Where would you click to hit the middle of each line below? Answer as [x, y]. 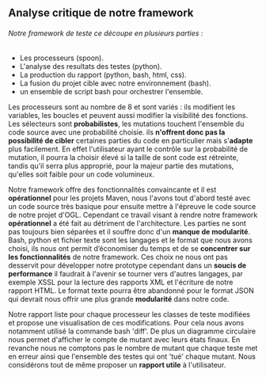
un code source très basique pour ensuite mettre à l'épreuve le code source [132, 206]
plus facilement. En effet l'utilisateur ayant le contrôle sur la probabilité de [128, 149]
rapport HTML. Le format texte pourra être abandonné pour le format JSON [131, 290]
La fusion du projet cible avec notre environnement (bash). [115, 83]
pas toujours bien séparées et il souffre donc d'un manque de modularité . [129, 231]
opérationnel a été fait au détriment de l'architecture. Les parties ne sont [127, 223]
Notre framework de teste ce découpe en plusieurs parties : [106, 33]
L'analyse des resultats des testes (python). [91, 66]
